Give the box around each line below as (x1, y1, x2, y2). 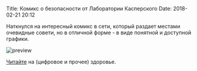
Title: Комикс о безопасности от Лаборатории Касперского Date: (6, 5, 172, 12)
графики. (6, 35, 29, 42)
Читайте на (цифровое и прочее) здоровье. (6, 59, 117, 65)
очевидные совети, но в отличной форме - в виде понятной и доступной (6, 29, 192, 36)
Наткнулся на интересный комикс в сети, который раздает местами (6, 23, 180, 30)
